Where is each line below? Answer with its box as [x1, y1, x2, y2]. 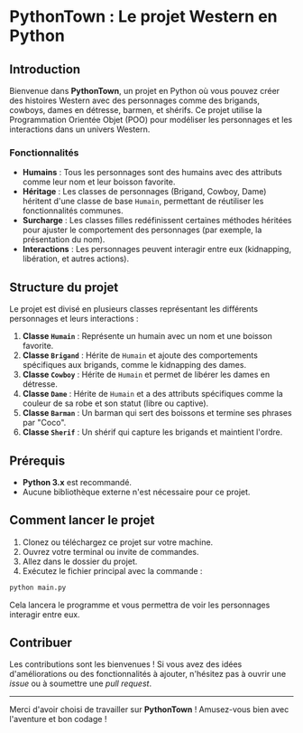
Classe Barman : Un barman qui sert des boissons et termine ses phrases [22, 408, 292, 418]
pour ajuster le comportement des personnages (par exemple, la [22, 224, 262, 236]
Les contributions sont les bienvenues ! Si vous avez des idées [9, 659, 243, 670]
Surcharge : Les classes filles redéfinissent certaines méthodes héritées [22, 215, 292, 226]
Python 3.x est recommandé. [22, 476, 133, 487]
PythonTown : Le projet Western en [9, 6, 278, 27]
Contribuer [9, 635, 72, 650]
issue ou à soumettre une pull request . [9, 678, 151, 689]
